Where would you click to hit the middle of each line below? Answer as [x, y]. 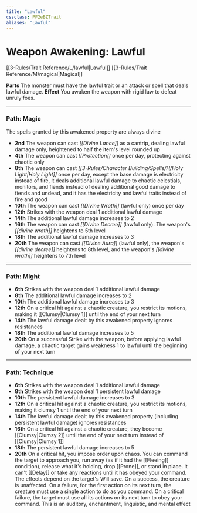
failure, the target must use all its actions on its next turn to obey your [98, 498]
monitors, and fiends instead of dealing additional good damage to [95, 186]
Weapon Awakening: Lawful [76, 51]
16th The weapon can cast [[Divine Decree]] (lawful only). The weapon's [102, 224]
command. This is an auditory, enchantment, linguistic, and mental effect [102, 504]
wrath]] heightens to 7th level [50, 255]
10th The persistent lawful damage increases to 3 [74, 398]
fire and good [31, 199]
